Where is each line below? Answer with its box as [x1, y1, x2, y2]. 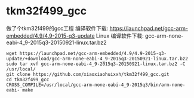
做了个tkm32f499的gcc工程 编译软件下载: [6, 24, 109, 32]
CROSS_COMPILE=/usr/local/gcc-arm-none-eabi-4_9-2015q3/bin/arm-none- [6, 82, 186, 88]
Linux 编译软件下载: [96, 32, 144, 39]
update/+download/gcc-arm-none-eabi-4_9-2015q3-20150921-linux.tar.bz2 [6, 56, 188, 62]
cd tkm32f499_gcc [6, 76, 50, 82]
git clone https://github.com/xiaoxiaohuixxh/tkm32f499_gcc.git [6, 71, 170, 77]
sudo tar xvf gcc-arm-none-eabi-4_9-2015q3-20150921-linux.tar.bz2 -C [6, 61, 186, 67]
